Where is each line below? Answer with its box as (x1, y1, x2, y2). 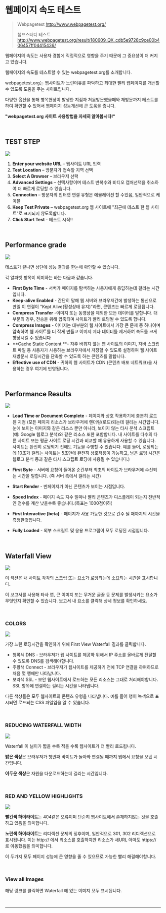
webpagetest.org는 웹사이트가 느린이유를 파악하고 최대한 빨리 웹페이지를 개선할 (5, 80, 160, 86)
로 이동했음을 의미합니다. (5, 843, 53, 849)
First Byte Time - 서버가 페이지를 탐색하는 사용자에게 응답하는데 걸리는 (12, 285, 151, 291)
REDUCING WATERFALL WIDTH (5, 722, 82, 729)
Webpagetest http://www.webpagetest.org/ (17, 21, 106, 27)
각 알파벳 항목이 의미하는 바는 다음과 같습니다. (5, 274, 94, 280)
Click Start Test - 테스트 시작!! (12, 216, 73, 222)
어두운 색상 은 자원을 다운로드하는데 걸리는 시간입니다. (5, 770, 108, 776)
